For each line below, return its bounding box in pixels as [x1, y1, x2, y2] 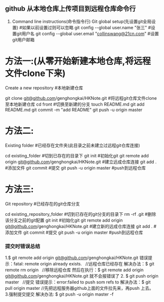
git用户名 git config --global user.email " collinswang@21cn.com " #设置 [16, 31, 159, 37]
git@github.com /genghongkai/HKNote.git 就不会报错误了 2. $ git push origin [5, 273, 159, 279]
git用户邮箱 [12, 37, 35, 42]
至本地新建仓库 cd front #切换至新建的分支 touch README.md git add [5, 101, 145, 107]
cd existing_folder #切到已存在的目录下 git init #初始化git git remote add [5, 152, 149, 158]
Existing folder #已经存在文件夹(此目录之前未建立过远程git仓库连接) [5, 142, 140, 148]
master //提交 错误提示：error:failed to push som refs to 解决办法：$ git [5, 279, 151, 285]
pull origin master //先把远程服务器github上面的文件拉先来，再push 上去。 [5, 285, 154, 291]
